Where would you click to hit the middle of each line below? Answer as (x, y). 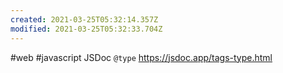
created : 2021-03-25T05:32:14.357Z (84, 19)
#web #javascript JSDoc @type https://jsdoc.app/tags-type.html (141, 57)
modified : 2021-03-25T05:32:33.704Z (86, 29)
